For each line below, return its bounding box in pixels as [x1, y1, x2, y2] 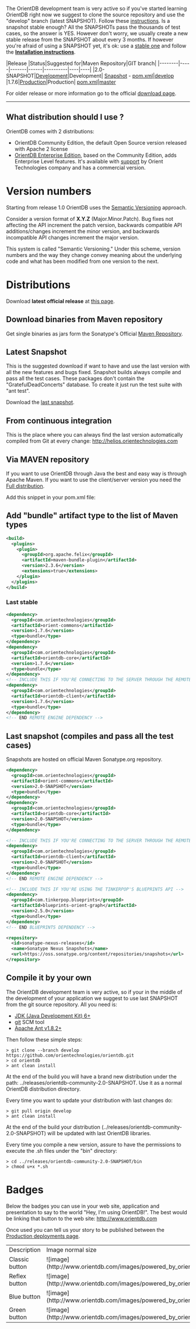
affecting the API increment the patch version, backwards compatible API [6, 221, 183, 228]
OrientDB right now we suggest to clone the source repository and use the [6, 11, 185, 18]
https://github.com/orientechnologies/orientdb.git [6, 1052, 134, 1059]
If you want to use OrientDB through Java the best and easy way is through [6, 470, 187, 477]
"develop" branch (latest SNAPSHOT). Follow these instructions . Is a [6, 18, 170, 24]
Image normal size [46, 1245, 97, 1253]
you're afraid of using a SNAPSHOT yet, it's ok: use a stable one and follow [6, 42, 187, 49]
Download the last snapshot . [6, 399, 75, 406]
